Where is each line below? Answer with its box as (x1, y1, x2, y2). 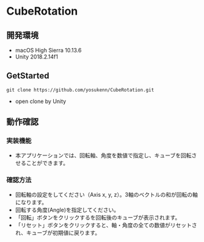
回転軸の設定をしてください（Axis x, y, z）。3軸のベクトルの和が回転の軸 (15, 191, 199, 198)
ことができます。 (26, 159, 69, 166)
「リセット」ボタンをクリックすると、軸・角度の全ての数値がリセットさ (15, 221, 197, 229)
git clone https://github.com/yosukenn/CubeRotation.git (6, 87, 155, 93)
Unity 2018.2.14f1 (15, 53, 58, 60)
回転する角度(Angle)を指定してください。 (15, 206, 120, 213)
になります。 (15, 198, 48, 205)
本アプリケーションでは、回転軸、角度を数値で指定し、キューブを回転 (15, 151, 192, 159)
